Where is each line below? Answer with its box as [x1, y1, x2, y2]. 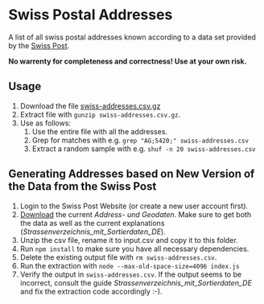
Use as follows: [19, 118, 71, 128]
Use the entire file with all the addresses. [31, 126, 167, 136]
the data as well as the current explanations [19, 218, 165, 228]
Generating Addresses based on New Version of [8, 167, 255, 181]
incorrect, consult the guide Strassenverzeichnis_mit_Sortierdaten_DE [19, 277, 252, 287]
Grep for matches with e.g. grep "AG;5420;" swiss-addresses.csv [31, 135, 250, 145]
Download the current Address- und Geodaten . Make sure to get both [19, 209, 252, 219]
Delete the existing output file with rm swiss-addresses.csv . [19, 252, 217, 262]
